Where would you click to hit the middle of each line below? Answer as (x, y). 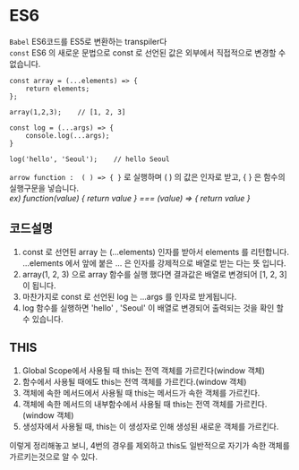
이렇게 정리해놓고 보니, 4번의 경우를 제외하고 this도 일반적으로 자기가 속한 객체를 (150, 445)
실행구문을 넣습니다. (44, 188)
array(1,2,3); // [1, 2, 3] (68, 112)
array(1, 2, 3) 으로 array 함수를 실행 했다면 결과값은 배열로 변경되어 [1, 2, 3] (155, 274)
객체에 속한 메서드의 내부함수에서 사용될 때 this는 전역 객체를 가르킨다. (145, 404)
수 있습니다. (43, 319)
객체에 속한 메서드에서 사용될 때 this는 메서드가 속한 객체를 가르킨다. (141, 393)
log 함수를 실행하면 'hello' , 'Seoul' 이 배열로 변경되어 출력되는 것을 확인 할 (153, 308)
